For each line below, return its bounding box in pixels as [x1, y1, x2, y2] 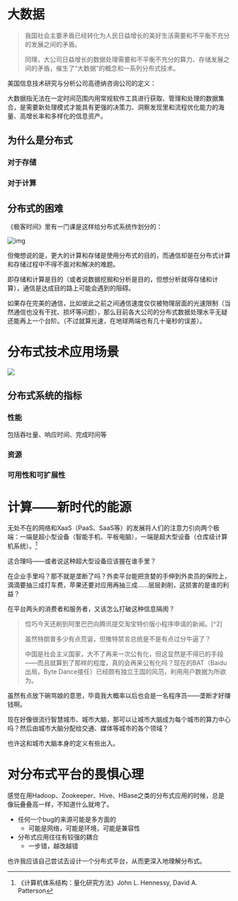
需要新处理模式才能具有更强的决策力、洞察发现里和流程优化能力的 [25, 103, 218, 111]
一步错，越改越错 [28, 842, 79, 850]
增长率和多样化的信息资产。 [25, 111, 107, 120]
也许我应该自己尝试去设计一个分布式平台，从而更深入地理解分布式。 [7, 856, 206, 865]
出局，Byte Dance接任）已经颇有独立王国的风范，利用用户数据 [24, 667, 208, 676]
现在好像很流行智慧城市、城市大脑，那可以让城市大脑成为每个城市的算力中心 [7, 716, 231, 724]
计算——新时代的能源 [7, 499, 132, 515]
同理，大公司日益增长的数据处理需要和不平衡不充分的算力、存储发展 [24, 54, 224, 64]
